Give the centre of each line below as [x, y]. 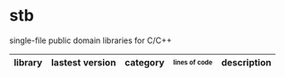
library [28, 62]
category [145, 62]
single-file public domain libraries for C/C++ [91, 40]
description [246, 62]
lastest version [83, 62]
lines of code [193, 62]
